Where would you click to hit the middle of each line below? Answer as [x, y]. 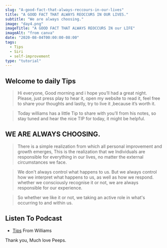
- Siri [16, 51]
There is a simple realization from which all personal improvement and [90, 146]
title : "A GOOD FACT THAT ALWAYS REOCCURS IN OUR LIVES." [67, 14]
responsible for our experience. [50, 188]
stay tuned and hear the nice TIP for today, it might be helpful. [81, 119]
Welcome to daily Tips [40, 81]
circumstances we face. [42, 162]
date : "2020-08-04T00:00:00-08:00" [42, 38]
